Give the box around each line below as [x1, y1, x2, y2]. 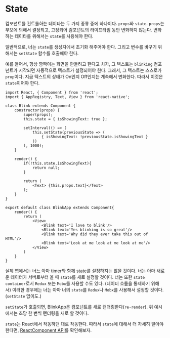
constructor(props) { [14, 107, 60, 113]
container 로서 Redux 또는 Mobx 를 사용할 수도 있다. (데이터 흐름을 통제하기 [5, 280, 150, 286]
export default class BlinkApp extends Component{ [5, 205, 114, 210]
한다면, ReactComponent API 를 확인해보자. [5, 327, 92, 333]
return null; [32, 165, 60, 170]
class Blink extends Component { [5, 103, 76, 108]
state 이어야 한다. [5, 79, 40, 86]
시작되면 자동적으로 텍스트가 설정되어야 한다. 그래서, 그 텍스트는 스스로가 [18, 67, 162, 73]
